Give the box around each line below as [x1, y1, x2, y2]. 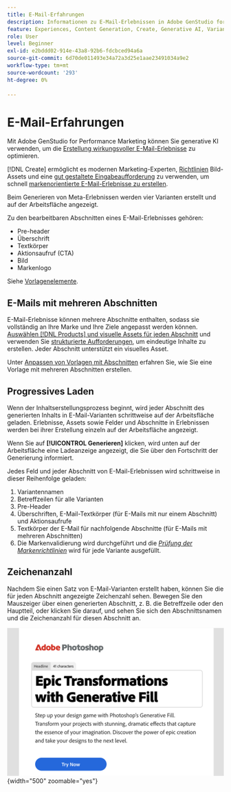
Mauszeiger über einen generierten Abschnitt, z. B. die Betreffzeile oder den [7, 599, 223, 607]
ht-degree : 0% [7, 77, 48, 83]
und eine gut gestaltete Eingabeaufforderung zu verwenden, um [27, 172, 210, 181]
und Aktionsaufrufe [16, 517, 72, 525]
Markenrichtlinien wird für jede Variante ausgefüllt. [16, 546, 162, 554]
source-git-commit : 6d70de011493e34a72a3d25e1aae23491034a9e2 [7, 55, 189, 62]
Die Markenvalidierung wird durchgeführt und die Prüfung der [16, 538, 192, 547]
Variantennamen [16, 487, 64, 496]
